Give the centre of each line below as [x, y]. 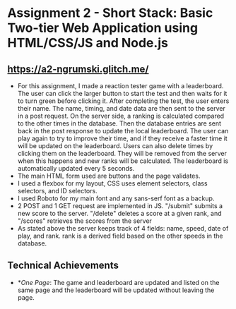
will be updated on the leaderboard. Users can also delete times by [115, 146]
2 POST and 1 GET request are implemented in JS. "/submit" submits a [120, 206]
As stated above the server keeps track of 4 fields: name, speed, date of [123, 228]
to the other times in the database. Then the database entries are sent [119, 123]
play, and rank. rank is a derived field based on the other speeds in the [120, 236]
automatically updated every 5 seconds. [76, 168]
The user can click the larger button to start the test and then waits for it [122, 93]
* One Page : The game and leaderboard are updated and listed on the [118, 282]
